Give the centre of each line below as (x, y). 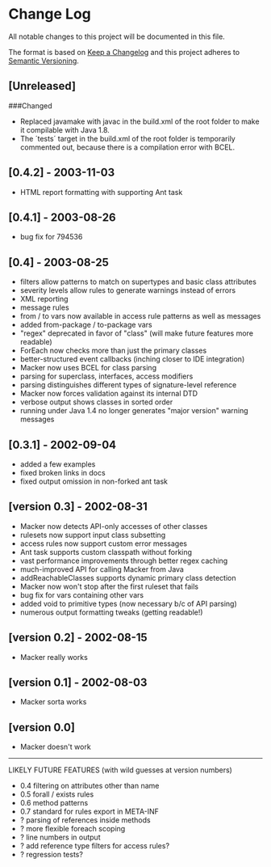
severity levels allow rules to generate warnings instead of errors (128, 290)
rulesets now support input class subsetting (93, 535)
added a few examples (58, 464)
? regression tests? (51, 855)
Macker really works (54, 657)
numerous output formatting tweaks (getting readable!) (111, 612)
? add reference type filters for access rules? (95, 846)
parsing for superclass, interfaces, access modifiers (106, 376)
